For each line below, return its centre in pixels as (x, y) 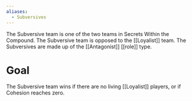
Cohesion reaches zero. (35, 93)
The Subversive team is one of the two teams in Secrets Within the (88, 34)
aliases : (17, 12)
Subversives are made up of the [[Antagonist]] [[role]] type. (79, 46)
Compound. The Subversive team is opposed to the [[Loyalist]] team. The (96, 40)
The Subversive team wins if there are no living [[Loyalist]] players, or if (94, 87)
